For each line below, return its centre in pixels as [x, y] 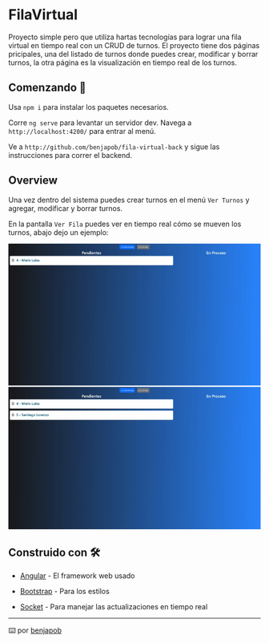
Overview [33, 181]
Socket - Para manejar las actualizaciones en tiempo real [114, 607]
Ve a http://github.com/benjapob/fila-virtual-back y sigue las [114, 147]
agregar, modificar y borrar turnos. [65, 208]
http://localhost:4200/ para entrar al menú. [82, 131]
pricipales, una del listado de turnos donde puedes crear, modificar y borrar [133, 54]
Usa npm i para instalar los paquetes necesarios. [89, 107]
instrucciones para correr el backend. [70, 155]
